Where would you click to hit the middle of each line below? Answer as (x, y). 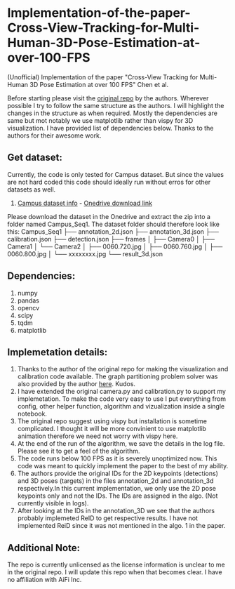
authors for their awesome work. (54, 135)
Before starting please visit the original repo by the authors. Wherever (108, 98)
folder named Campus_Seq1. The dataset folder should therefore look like (113, 224)
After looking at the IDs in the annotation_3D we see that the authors (116, 511)
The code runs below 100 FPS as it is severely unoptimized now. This (117, 458)
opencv (28, 307)
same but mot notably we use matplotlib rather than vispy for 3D (100, 120)
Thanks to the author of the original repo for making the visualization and (123, 369)
